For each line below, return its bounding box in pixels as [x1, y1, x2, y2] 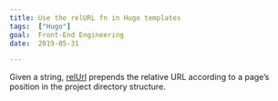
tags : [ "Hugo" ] [9, 22, 71, 31]
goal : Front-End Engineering [9, 30, 125, 39]
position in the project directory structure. [9, 81, 166, 92]
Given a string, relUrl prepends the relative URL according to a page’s [9, 72, 270, 83]
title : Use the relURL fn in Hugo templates [9, 13, 181, 23]
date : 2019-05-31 [9, 38, 79, 48]
